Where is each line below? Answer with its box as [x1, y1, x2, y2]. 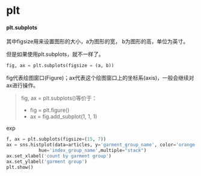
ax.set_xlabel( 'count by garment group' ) [6, 153, 112, 159]
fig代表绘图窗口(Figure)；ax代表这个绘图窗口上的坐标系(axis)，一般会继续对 [6, 74, 194, 82]
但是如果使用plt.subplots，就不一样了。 [6, 50, 104, 58]
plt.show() [6, 164, 34, 170]
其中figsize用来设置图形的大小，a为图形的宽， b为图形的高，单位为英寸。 [6, 38, 188, 45]
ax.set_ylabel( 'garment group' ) [6, 159, 87, 165]
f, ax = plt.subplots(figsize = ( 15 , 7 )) [6, 136, 107, 142]
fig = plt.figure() [29, 106, 70, 114]
